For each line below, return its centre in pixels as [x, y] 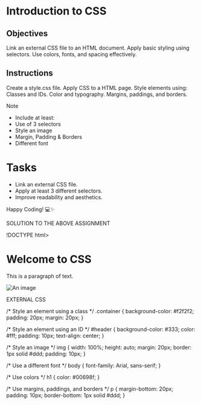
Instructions [30, 73]
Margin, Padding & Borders [49, 136]
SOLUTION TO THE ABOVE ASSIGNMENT [58, 223]
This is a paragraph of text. [40, 276]
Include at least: [35, 117]
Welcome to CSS [49, 259]
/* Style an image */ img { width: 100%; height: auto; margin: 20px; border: [99, 347]
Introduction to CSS [56, 11]
